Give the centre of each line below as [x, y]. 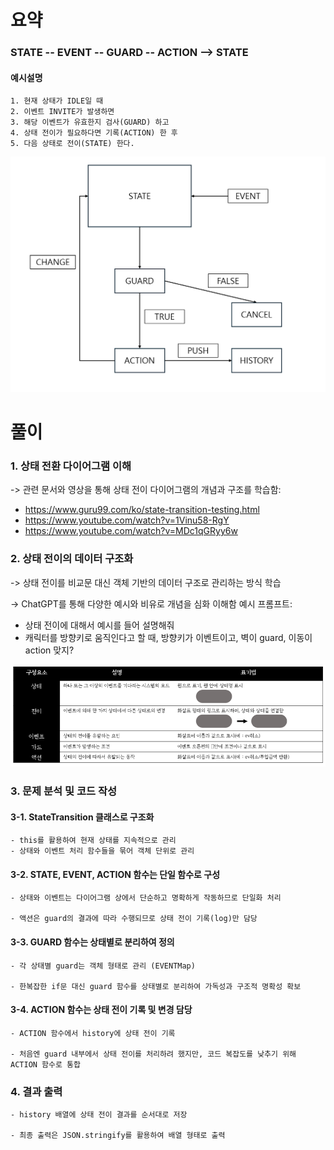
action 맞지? [49, 650]
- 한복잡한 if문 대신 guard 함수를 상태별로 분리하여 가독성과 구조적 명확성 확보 [156, 986]
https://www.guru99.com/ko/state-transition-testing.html [142, 510]
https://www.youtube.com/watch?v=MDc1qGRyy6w [131, 531]
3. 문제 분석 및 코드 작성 [64, 791]
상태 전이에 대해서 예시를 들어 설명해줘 [99, 625]
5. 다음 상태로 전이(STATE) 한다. [72, 144]
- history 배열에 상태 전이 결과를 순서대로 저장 [99, 1115]
